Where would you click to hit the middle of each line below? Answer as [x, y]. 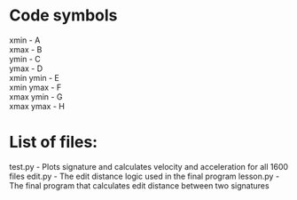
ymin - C [25, 59]
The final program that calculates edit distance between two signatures [139, 185]
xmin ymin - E [35, 77]
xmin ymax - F [35, 87]
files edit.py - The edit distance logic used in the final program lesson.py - [145, 176]
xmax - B [26, 49]
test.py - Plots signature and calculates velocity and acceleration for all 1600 [149, 166]
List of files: [54, 142]
